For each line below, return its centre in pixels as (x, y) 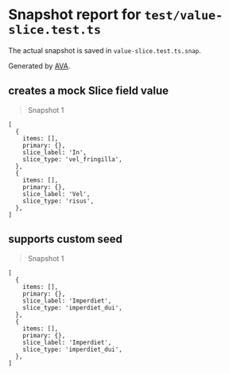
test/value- (184, 15)
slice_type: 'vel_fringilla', (73, 159)
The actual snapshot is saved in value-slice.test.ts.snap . (105, 50)
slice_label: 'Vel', (56, 194)
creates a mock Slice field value (89, 91)
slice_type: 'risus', (58, 201)
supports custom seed (66, 239)
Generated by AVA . (39, 66)
